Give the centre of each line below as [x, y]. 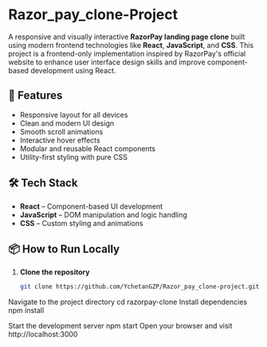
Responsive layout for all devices [74, 115]
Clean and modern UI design [67, 123]
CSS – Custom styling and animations [81, 223]
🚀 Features [35, 96]
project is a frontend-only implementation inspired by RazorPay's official [127, 53]
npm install [26, 310]
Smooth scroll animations [61, 131]
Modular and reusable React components [88, 148]
